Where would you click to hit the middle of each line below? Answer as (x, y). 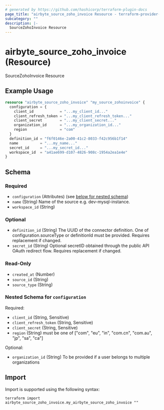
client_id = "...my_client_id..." (61, 111)
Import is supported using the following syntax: (52, 389)
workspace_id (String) (33, 207)
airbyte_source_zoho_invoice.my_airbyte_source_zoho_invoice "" (72, 402)
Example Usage (29, 91)
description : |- (21, 23)
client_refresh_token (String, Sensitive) (53, 322)
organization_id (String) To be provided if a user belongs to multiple (81, 357)
